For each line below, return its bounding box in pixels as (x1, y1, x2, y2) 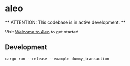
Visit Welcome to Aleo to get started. (5, 29, 80, 34)
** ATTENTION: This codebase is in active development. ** (5, 19, 126, 25)
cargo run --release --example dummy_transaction (5, 56, 110, 61)
